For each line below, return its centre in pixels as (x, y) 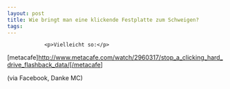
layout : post (26, 13)
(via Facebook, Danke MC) (45, 78)
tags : (15, 26)
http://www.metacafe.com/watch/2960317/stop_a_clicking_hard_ (130, 58)
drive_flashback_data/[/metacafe (54, 65)
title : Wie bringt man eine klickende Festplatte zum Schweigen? (103, 20)
